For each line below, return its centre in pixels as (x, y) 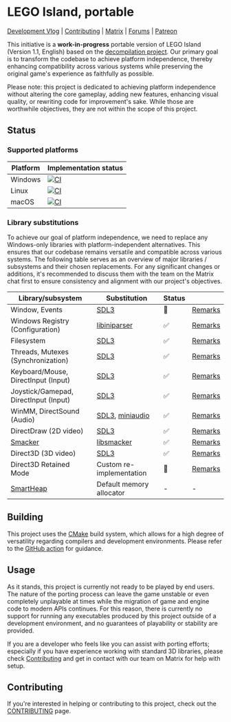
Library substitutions (43, 222)
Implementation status (85, 168)
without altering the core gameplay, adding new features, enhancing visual (113, 94)
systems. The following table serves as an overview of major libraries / (107, 259)
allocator (111, 492)
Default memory (123, 484)
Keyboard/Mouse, (40, 371)
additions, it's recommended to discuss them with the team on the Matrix (111, 274)
